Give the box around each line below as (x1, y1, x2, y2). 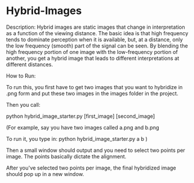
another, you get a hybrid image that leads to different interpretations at (6, 55, 179, 62)
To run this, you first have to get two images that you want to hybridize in (6, 83, 183, 90)
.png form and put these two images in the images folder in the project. (6, 90, 179, 97)
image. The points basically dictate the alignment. (6, 152, 126, 160)
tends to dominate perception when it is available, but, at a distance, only (6, 36, 183, 43)
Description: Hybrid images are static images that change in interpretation (6, 23, 185, 30)
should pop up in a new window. (6, 170, 84, 177)
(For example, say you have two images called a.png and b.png (6, 124, 160, 131)
